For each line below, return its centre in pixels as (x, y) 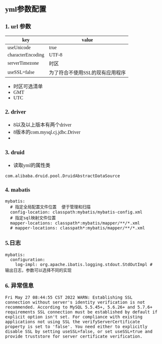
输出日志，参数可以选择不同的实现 (38, 270)
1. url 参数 (18, 26)
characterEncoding (26, 55)
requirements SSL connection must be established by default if (81, 312)
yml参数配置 (26, 9)
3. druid (15, 152)
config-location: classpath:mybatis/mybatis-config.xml (76, 212)
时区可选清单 (28, 86)
